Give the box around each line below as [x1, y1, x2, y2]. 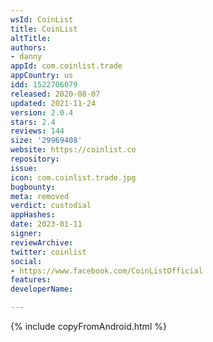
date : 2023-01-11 [10, 219, 83, 230]
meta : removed [10, 191, 70, 201]
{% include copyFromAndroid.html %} [10, 321, 167, 332]
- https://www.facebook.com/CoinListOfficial [10, 266, 203, 276]
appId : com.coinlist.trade [10, 61, 123, 71]
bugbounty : [10, 182, 56, 192]
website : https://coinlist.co [10, 145, 137, 155]
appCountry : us [10, 71, 74, 81]
